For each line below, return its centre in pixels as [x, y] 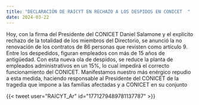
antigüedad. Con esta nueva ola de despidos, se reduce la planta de [90, 59]
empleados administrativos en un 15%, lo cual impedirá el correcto [88, 65]
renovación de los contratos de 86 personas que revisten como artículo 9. [97, 47]
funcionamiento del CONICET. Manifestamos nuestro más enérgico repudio [99, 72]
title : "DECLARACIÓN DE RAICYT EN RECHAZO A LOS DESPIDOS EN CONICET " [98, 12]
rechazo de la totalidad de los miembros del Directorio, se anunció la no [94, 40]
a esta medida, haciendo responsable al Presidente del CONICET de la [93, 78]
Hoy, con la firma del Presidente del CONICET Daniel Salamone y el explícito [100, 34]
